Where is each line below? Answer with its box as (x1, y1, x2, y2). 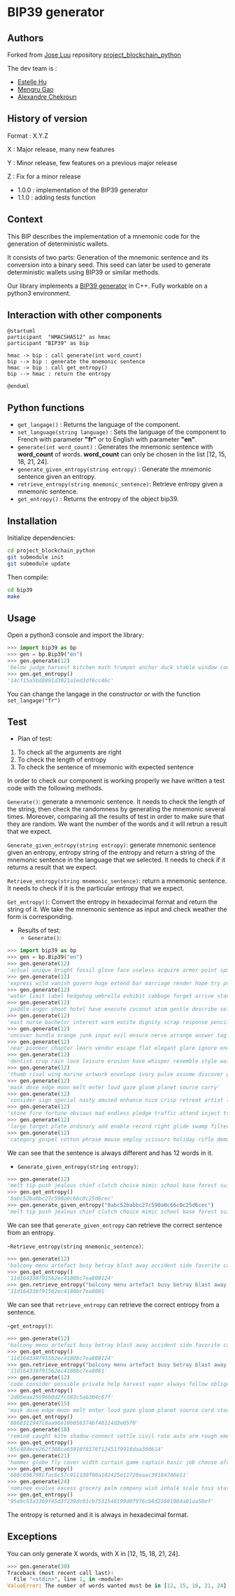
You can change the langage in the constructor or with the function (7, 689, 201, 698)
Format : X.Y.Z (7, 131, 49, 140)
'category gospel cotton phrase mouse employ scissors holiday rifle (7, 1135, 215, 1143)
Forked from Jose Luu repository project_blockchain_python (7, 50, 182, 59)
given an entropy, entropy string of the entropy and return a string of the (7, 848, 215, 857)
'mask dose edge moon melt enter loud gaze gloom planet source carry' (7, 1084, 220, 1091)
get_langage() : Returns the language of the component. (17, 421, 180, 429)
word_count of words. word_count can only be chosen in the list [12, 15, (17, 450, 227, 458)
